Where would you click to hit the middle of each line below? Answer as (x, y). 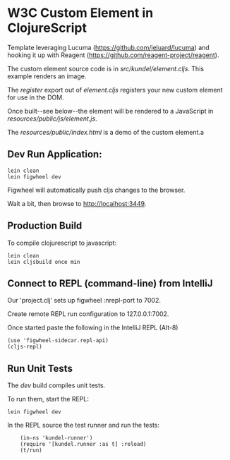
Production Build (45, 226)
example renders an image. (47, 76)
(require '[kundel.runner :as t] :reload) (83, 444)
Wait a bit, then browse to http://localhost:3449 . (77, 203)
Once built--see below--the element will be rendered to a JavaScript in (110, 111)
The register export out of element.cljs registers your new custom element (115, 90)
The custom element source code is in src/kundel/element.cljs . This (106, 68)
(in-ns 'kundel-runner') (56, 438)
